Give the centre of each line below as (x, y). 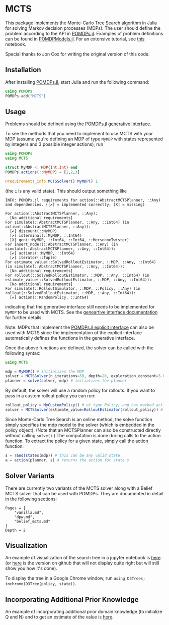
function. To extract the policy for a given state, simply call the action (77, 441)
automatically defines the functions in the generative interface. (70, 338)
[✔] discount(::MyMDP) (33, 231)
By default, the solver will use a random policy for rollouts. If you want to (80, 390)
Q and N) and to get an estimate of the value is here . (60, 617)
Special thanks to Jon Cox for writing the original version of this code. (77, 54)
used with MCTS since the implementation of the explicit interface (74, 332)
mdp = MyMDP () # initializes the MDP (45, 372)
